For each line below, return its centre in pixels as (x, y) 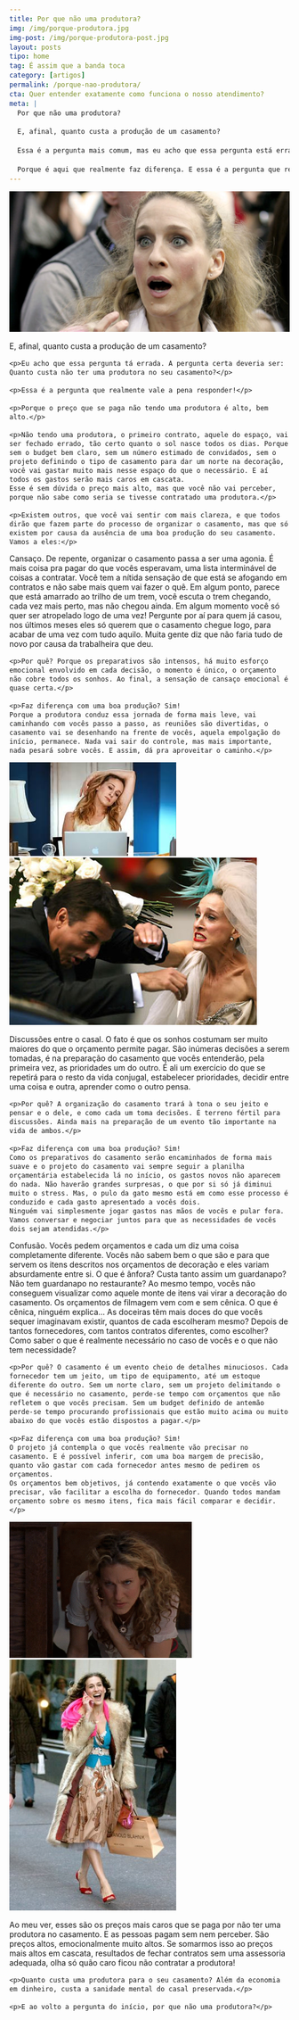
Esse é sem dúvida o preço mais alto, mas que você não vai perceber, (143, 488)
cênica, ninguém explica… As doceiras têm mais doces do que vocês (136, 1312)
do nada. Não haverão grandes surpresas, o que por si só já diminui (141, 1184)
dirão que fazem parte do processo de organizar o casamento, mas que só (149, 524)
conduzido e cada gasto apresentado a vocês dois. (105, 1202)
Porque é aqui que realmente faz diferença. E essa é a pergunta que (149, 170)
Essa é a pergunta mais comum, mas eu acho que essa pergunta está (145, 151)
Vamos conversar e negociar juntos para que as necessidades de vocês (143, 1220)
